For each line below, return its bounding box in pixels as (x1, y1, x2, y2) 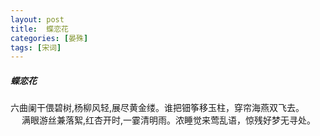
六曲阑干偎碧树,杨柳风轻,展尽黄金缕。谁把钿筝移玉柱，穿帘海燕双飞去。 (10, 102, 305, 114)
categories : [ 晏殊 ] (10, 33, 89, 43)
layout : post (10, 14, 65, 25)
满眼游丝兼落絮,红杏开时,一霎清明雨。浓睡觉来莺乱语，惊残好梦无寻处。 (21, 114, 317, 126)
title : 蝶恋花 (10, 24, 69, 34)
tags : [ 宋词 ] (10, 42, 62, 53)
